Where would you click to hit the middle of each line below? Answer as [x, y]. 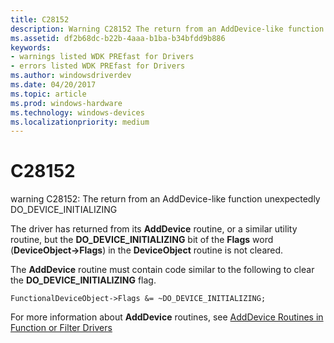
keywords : [31, 47]
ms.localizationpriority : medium [80, 122]
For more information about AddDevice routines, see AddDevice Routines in [167, 317]
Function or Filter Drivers [61, 328]
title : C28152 [40, 19]
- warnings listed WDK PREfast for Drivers [102, 57]
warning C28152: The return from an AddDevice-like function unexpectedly [165, 199]
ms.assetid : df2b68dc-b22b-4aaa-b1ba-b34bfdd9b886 [118, 38]
